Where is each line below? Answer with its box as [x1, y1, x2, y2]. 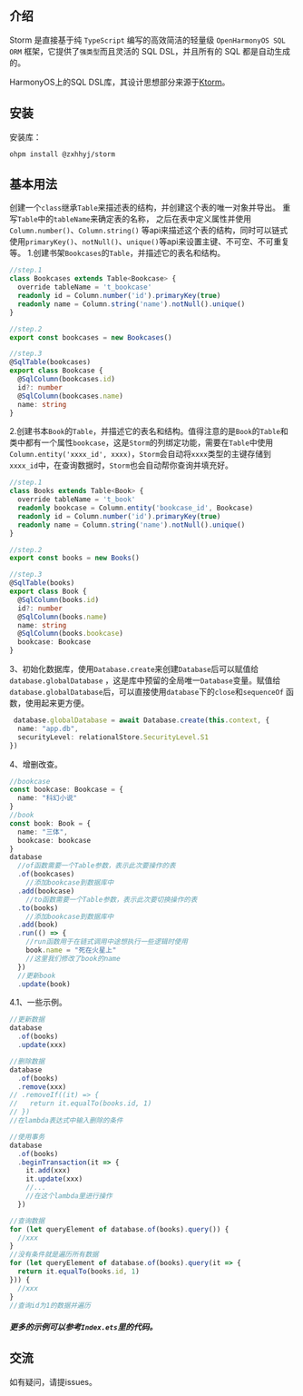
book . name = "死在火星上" [25, 946, 117, 955]
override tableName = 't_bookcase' [17, 282, 152, 292]
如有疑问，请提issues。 [9, 1376, 97, 1387]
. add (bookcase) [17, 886, 75, 896]
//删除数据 [9, 1056, 45, 1065]
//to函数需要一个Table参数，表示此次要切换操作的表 [25, 895, 198, 904]
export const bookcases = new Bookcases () [9, 332, 172, 342]
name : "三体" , [17, 827, 68, 837]
